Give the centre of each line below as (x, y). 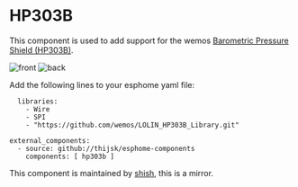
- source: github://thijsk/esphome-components (106, 148)
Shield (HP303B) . (41, 49)
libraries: (38, 101)
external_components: (50, 140)
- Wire (38, 109)
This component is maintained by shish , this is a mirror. (112, 173)
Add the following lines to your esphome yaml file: (102, 85)
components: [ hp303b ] (70, 156)
